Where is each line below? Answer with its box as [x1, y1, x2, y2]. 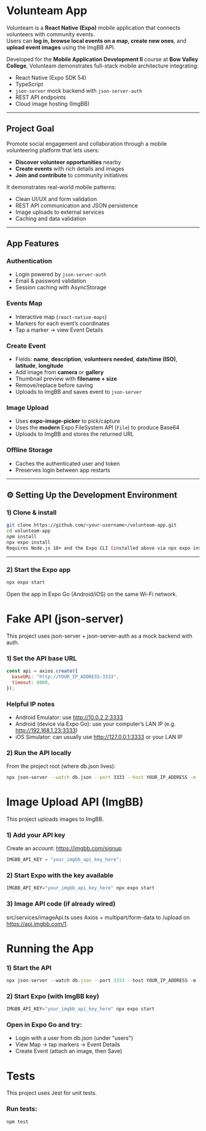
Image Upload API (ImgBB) [6, 795, 144, 809]
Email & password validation [15, 277, 87, 284]
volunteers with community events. [6, 30, 95, 37]
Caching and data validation [15, 214, 86, 222]
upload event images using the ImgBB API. [6, 44, 115, 51]
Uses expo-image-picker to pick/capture [15, 417, 121, 425]
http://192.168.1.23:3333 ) [15, 726, 78, 734]
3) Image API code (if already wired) [6, 899, 116, 908]
